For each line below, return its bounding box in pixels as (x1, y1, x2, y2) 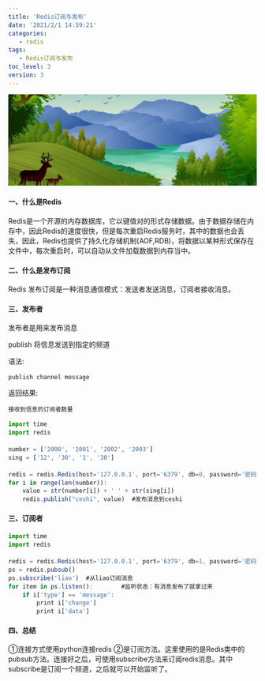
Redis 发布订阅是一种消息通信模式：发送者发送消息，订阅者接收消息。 (8, 284, 236, 294)
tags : (8, 46, 26, 55)
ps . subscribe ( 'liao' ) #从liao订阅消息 (8, 574, 133, 582)
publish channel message (8, 374, 90, 382)
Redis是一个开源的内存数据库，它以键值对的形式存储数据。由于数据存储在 (8, 216, 248, 226)
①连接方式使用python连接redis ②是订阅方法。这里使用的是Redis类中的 (8, 645, 245, 654)
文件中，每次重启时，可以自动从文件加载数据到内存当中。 (8, 246, 195, 256)
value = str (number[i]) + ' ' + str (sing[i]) (22, 487, 175, 495)
